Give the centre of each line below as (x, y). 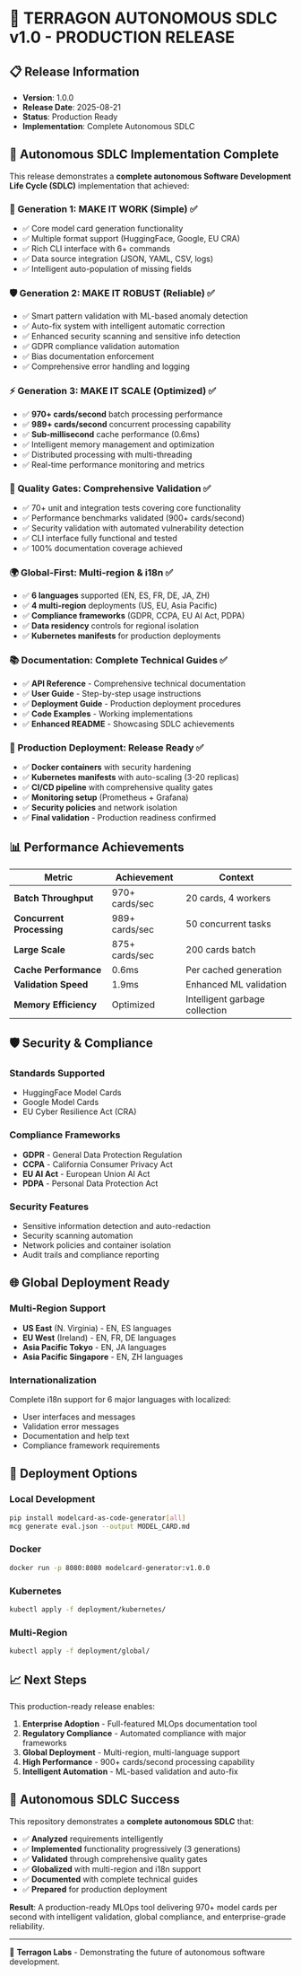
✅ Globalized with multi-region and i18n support (112, 1869)
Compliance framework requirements (91, 1445)
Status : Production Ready (70, 117)
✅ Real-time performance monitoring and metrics (113, 464)
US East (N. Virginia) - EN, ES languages (97, 1328)
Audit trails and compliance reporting (90, 1254)
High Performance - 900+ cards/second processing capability (138, 1761)
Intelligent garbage (226, 998)
